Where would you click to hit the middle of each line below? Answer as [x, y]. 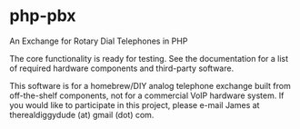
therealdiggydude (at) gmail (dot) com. [82, 114]
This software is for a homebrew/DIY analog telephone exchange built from [150, 85]
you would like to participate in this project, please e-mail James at [135, 104]
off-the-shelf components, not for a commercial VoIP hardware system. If [147, 95]
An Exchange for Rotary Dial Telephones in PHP [99, 41]
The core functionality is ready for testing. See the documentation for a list [149, 58]
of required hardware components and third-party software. [122, 68]
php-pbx [43, 16]
